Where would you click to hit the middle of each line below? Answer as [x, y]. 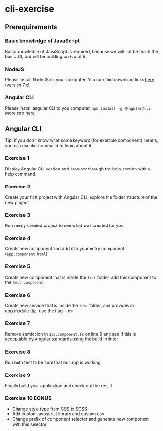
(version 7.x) [18, 85]
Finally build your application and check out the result [59, 385]
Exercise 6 [18, 295]
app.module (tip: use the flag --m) [39, 311]
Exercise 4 [18, 238]
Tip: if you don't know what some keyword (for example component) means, [81, 140]
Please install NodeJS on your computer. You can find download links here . [80, 80]
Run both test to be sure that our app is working [53, 362]
